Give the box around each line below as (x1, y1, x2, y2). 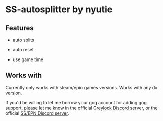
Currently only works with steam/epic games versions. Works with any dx (5, 84, 157, 90)
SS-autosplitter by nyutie (5, 4, 113, 15)
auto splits (12, 37, 34, 43)
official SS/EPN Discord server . (5, 110, 69, 116)
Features (5, 24, 34, 32)
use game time (12, 56, 44, 63)
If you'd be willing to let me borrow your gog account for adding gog (5, 99, 147, 105)
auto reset (12, 47, 34, 52)
